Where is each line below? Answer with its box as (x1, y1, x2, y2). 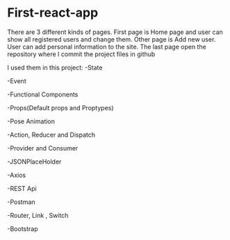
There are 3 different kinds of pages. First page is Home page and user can (7, 28, 224, 36)
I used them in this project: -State (7, 63, 103, 71)
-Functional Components (7, 90, 79, 98)
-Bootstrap (7, 224, 38, 233)
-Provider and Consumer (7, 144, 79, 152)
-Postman (7, 198, 36, 206)
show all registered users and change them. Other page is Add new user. (7, 35, 216, 43)
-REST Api (7, 184, 37, 192)
